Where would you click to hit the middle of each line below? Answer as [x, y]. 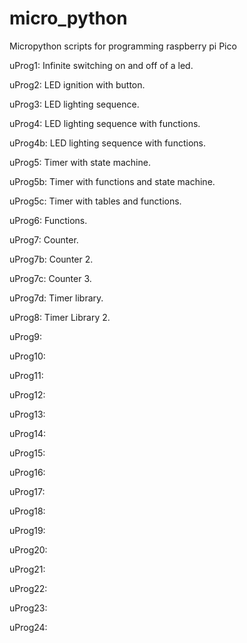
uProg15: [27, 453]
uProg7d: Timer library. [56, 298]
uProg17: [27, 491]
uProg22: [28, 588]
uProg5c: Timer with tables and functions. [95, 201]
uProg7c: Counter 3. [50, 278]
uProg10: [27, 356]
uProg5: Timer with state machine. [80, 162]
